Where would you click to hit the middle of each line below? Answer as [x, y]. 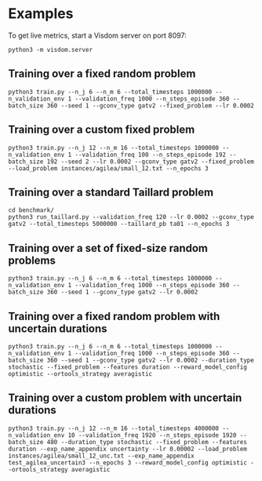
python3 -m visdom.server [50, 49]
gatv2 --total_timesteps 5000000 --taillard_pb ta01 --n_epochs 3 [119, 224]
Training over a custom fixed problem [102, 130]
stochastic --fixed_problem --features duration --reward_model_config [127, 367]
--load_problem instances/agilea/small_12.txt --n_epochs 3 [109, 168]
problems [32, 260]
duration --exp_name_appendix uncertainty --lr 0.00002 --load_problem [127, 449]
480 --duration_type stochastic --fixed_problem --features [147, 442]
